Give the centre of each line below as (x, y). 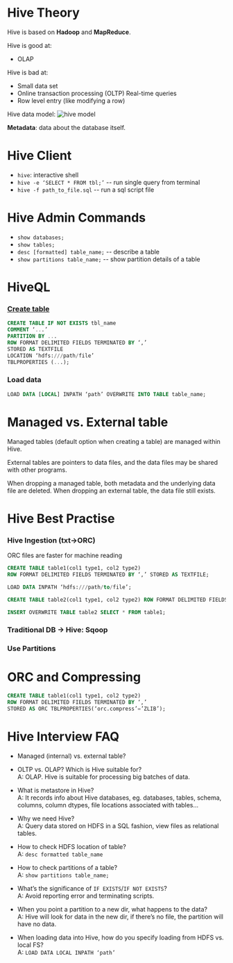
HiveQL (29, 287)
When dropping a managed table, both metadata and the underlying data (112, 483)
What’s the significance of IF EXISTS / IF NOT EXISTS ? (92, 888)
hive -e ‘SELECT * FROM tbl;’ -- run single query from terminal (109, 182)
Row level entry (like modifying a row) (71, 100)
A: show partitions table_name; (63, 875)
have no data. (37, 924)
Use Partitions (32, 649)
